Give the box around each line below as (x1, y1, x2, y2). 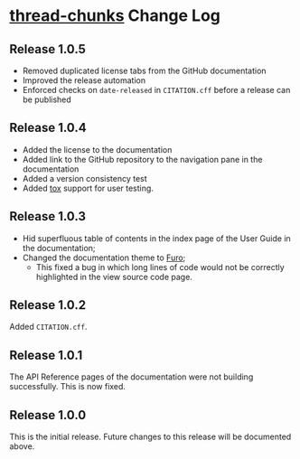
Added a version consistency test (22, 173, 147, 183)
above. (9, 441, 35, 452)
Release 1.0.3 (9, 209, 86, 224)
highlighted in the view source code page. (35, 271, 192, 282)
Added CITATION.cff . (9, 322, 88, 333)
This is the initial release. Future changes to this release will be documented (9, 431, 292, 443)
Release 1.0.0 (9, 407, 87, 423)
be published (22, 94, 72, 105)
